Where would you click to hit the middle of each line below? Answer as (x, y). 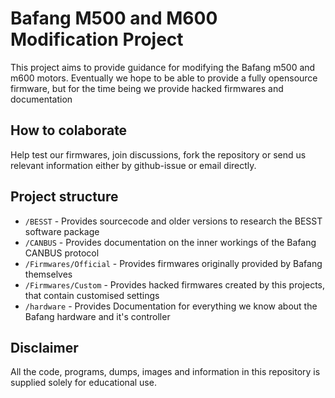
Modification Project (97, 39)
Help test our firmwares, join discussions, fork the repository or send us (158, 154)
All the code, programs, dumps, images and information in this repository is (165, 372)
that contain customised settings (92, 295)
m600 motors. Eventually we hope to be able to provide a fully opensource (164, 78)
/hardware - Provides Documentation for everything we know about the (171, 306)
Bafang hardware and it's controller (97, 316)
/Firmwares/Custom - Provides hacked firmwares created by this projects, (174, 284)
